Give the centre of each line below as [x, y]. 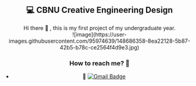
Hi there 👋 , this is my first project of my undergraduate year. [100, 28]
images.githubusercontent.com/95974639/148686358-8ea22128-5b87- [100, 41]
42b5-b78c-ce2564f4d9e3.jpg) [100, 47]
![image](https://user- [100, 34]
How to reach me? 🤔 [100, 63]
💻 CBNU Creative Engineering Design [100, 10]
